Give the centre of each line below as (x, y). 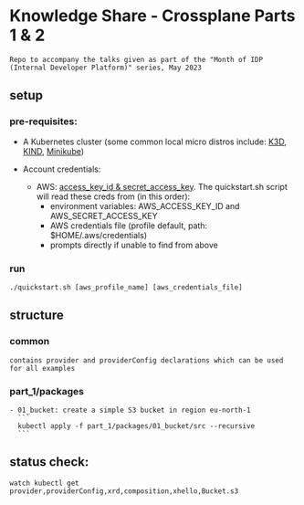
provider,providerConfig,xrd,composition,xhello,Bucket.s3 (124, 491)
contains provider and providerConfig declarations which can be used (147, 360)
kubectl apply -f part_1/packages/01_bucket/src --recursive (136, 426)
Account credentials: (62, 169)
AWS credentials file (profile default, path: (129, 226)
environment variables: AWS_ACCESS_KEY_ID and (145, 205)
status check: (49, 462)
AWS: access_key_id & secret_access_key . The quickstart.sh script (162, 186)
